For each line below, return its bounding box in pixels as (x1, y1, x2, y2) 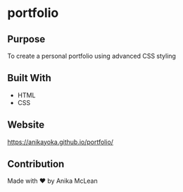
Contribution (7, 158, 65, 170)
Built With (7, 72, 51, 84)
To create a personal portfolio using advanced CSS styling (7, 52, 176, 60)
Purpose (7, 33, 46, 45)
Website (7, 119, 44, 131)
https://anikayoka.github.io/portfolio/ (7, 138, 114, 146)
